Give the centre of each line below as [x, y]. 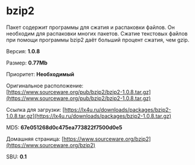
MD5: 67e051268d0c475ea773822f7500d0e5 [64, 127]
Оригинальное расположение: [45, 85]
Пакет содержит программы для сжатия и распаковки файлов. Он [90, 27]
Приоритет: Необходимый [40, 74]
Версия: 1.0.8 [23, 51]
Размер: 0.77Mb [27, 63]
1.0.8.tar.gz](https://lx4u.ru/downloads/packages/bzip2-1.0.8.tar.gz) [89, 116]
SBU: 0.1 [17, 156]
